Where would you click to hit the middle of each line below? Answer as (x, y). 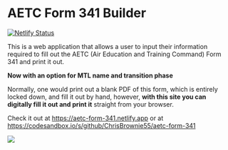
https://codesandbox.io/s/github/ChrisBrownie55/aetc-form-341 (102, 125)
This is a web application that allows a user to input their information (108, 46)
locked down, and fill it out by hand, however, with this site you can (107, 97)
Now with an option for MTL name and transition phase (90, 75)
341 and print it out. (36, 61)
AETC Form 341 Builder (77, 13)
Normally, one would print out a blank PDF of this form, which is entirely (113, 89)
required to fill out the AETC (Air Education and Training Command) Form (115, 54)
